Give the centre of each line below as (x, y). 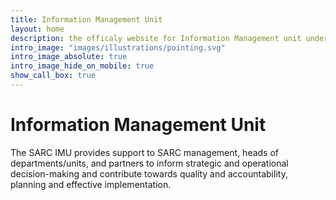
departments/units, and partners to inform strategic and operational (149, 163)
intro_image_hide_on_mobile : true (82, 66)
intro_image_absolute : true (69, 57)
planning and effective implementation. (91, 184)
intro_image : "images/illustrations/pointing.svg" (118, 47)
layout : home (37, 29)
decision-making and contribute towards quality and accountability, (149, 173)
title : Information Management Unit (86, 19)
